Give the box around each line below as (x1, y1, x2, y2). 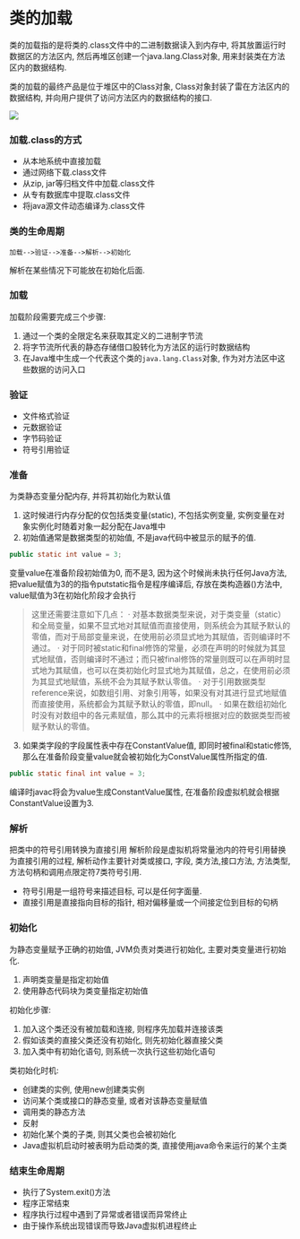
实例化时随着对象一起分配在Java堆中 (30, 521, 167, 532)
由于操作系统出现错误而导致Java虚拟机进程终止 (21, 1220, 198, 1231)
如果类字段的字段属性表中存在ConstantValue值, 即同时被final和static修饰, (21, 741, 292, 751)
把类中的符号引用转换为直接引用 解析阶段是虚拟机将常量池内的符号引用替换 (9, 845, 287, 855)
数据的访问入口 (30, 364, 86, 375)
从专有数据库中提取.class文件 (21, 189, 131, 200)
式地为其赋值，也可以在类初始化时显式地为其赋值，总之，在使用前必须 (30, 665, 291, 676)
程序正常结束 (21, 1198, 70, 1209)
